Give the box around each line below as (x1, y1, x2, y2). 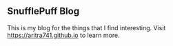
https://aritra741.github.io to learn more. (7, 31, 120, 39)
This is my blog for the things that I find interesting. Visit (7, 23, 166, 32)
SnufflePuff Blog (7, 5, 80, 17)
